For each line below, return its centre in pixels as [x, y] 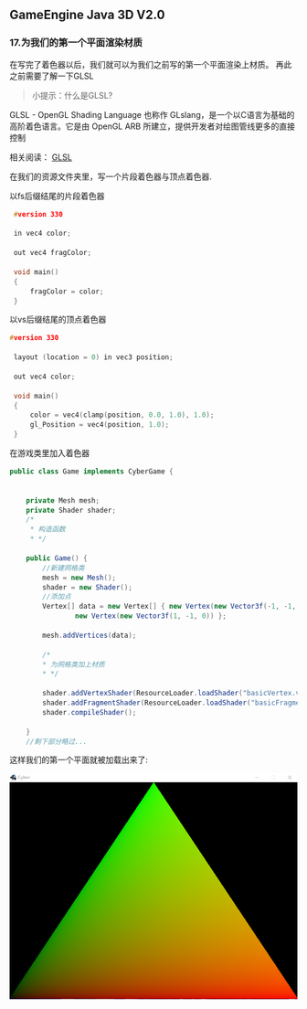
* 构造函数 [48, 529]
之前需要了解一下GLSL [52, 76]
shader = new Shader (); [87, 587]
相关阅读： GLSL [41, 157]
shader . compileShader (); [90, 712]
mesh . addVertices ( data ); [90, 635]
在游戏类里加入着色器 [49, 453]
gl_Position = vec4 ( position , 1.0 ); [100, 425]
